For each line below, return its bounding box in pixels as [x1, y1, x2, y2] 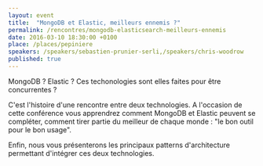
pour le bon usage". [8, 125, 72, 134]
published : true [8, 56, 61, 63]
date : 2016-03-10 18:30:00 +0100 [8, 33, 118, 41]
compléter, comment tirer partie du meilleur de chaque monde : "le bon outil [8, 117, 254, 126]
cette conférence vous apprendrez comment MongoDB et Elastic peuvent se [8, 108, 256, 117]
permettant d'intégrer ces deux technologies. [8, 148, 155, 157]
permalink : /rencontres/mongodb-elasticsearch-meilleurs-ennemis [8, 26, 226, 34]
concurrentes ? [8, 85, 57, 94]
